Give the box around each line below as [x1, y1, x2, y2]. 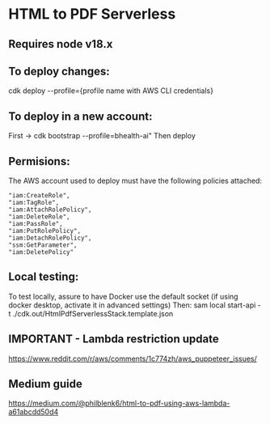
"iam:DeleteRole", [8, 213, 70, 221]
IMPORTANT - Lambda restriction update [8, 333, 220, 346]
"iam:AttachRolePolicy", [8, 206, 92, 214]
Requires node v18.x [8, 37, 113, 51]
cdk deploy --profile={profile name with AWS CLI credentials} [8, 86, 214, 95]
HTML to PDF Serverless [8, 5, 176, 23]
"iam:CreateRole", [8, 192, 70, 200]
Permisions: [8, 155, 70, 168]
